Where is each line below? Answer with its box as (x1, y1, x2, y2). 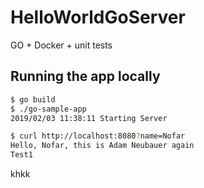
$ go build (10, 94, 56, 105)
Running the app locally (10, 68, 161, 85)
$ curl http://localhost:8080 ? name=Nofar (10, 131, 186, 141)
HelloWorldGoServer (10, 6, 186, 29)
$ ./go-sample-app (10, 104, 87, 114)
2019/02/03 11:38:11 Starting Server (10, 113, 168, 123)
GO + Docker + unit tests (10, 39, 113, 51)
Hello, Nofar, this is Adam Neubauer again (10, 141, 195, 151)
